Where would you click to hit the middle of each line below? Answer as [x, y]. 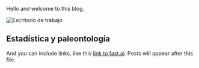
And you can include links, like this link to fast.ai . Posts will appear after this [100, 53]
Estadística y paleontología [58, 39]
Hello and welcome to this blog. [45, 9]
